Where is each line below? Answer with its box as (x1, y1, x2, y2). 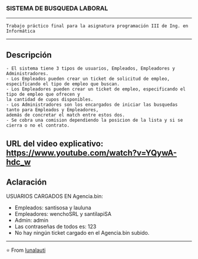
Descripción (6, 50, 52, 60)
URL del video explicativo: (6, 138, 104, 148)
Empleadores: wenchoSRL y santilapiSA (14, 211, 112, 218)
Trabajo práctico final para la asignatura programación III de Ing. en (6, 23, 189, 29)
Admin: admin (14, 217, 49, 224)
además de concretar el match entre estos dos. (6, 112, 126, 118)
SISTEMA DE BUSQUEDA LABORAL (6, 4, 108, 12)
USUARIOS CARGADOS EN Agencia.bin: (6, 193, 103, 200)
